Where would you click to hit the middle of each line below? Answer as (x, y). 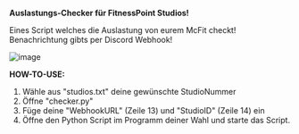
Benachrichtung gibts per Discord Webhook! (91, 40)
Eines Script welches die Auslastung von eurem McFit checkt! (123, 30)
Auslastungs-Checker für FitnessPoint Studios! (99, 13)
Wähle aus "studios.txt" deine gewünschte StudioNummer (129, 92)
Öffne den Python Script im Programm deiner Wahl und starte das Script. (156, 120)
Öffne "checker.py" (58, 101)
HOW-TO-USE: (37, 74)
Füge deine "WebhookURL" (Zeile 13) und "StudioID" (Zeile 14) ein (143, 110)
